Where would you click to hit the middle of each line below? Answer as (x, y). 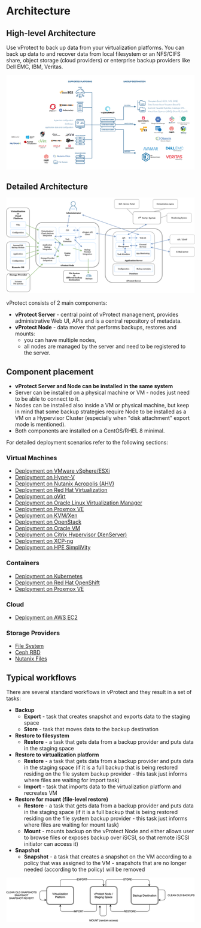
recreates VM (41, 793)
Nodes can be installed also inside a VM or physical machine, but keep (102, 406)
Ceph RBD (28, 653)
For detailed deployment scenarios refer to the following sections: (87, 443)
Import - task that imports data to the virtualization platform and (103, 786)
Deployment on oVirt (40, 497)
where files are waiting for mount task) (71, 825)
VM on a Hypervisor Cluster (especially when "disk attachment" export (102, 418)
